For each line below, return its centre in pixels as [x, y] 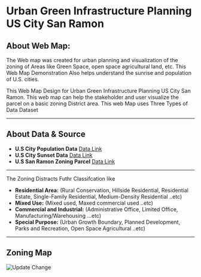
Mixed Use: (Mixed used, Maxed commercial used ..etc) [84, 203]
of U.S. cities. [23, 79]
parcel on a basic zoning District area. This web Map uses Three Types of [97, 104]
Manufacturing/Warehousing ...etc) [58, 215]
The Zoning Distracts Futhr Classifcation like [61, 178]
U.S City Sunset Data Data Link [54, 155]
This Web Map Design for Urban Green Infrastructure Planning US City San [99, 91]
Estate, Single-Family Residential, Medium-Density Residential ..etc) [98, 196]
